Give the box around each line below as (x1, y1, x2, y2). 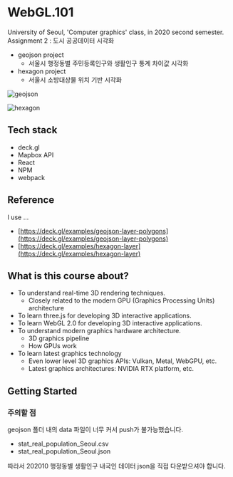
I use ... (7, 213, 29, 221)
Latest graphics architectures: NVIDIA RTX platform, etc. (28, 365, 195, 373)
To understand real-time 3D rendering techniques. (17, 289, 166, 298)
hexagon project (17, 67, 66, 75)
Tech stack (7, 124, 58, 136)
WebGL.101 (7, 4, 74, 21)
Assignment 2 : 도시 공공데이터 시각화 (7, 36, 115, 45)
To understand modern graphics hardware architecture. (17, 327, 182, 335)
